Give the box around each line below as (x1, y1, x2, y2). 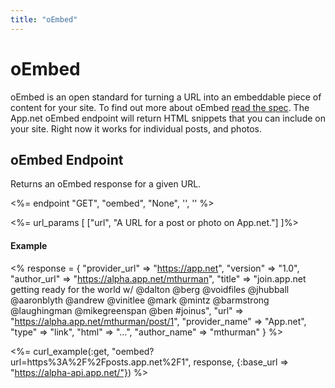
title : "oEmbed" (10, 14, 78, 25)
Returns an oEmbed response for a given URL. (10, 178, 202, 190)
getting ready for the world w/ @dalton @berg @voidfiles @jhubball (10, 283, 290, 295)
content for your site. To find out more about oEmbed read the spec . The (10, 101, 310, 113)
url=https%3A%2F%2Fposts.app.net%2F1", (10, 356, 192, 368)
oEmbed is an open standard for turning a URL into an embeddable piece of (10, 91, 322, 103)
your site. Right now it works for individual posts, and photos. (10, 122, 263, 135)
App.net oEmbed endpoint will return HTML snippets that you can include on (10, 112, 326, 124)
